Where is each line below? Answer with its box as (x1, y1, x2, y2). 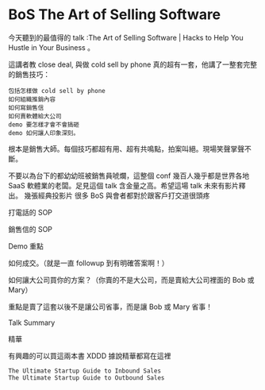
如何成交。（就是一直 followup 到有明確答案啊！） (8, 258, 169, 268)
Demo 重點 (8, 241, 44, 251)
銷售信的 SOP (8, 224, 53, 234)
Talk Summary (8, 318, 56, 327)
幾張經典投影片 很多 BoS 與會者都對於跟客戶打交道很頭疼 (23, 191, 210, 200)
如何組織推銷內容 (8, 95, 56, 103)
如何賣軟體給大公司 (8, 112, 62, 120)
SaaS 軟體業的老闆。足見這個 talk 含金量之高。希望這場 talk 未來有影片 (8, 180, 240, 190)
